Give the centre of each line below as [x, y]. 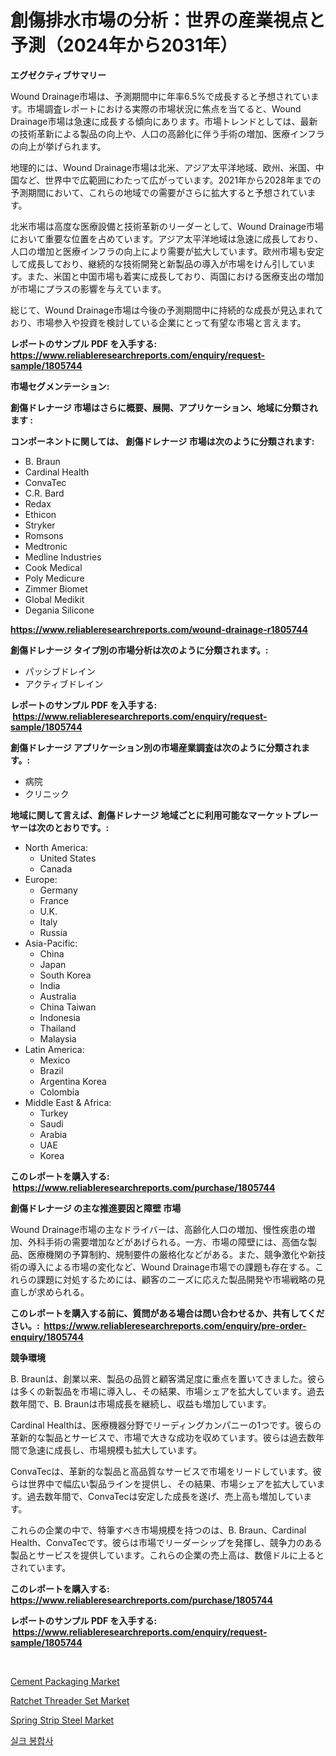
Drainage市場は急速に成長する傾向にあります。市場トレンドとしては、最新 [164, 121]
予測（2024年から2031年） [124, 45]
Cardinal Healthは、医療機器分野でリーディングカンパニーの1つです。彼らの [166, 1425]
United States [68, 858]
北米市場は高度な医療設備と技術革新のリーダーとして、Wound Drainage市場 [167, 226]
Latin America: [54, 1049]
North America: [56, 847]
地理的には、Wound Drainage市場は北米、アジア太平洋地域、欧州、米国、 [163, 167]
